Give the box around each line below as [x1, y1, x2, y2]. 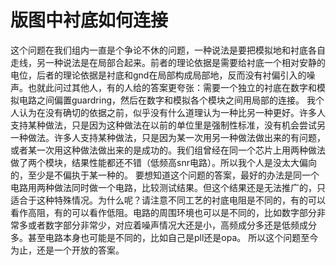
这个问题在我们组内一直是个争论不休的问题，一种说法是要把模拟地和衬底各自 [10, 44, 326, 56]
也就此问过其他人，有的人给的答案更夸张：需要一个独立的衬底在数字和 [27, 81, 317, 93]
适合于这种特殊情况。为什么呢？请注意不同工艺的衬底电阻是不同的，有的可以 [10, 194, 326, 206]
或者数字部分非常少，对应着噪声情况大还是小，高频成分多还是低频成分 [27, 219, 317, 231]
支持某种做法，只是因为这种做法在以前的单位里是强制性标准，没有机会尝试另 [10, 119, 326, 131]
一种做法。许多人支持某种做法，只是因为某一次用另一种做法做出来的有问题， [10, 131, 326, 143]
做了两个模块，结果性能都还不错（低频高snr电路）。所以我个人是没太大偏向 [10, 156, 317, 168]
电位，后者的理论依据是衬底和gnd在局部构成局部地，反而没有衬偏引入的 [10, 69, 307, 81]
